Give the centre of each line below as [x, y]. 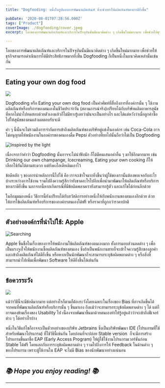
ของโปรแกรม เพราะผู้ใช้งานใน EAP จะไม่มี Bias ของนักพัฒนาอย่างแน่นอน [66, 350]
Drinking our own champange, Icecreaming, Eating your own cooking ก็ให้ [79, 160]
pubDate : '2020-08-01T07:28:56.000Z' [44, 18]
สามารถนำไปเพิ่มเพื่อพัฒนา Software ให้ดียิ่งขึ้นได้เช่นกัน [52, 260]
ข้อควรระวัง [19, 281]
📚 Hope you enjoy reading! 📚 [52, 371]
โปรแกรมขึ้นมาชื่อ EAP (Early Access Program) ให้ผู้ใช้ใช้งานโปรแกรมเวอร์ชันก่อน [76, 339]
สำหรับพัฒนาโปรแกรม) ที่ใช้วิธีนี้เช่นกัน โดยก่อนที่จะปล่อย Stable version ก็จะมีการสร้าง [79, 333]
